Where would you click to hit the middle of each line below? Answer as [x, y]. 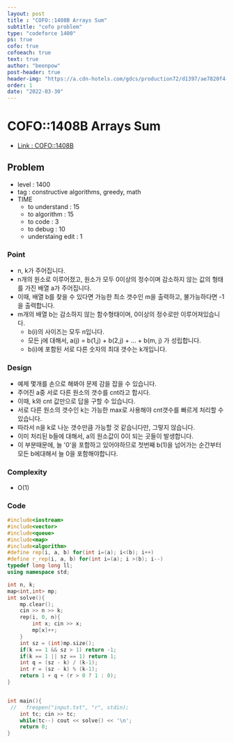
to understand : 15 [54, 206]
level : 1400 [34, 184]
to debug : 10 [46, 229]
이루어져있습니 [201, 315]
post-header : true [34, 72]
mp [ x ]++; [45, 630]
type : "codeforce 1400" [42, 33]
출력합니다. [40, 305]
